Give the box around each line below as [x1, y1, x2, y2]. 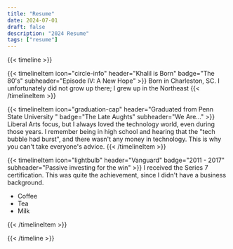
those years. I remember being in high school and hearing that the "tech [7, 128, 215, 136]
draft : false [7, 23, 46, 30]
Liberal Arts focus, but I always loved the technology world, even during [7, 120, 215, 128]
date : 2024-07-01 [7, 17, 58, 24]
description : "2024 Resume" [7, 29, 90, 37]
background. [7, 178, 44, 187]
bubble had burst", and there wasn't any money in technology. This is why [7, 135, 222, 144]
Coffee [17, 192, 38, 201]
